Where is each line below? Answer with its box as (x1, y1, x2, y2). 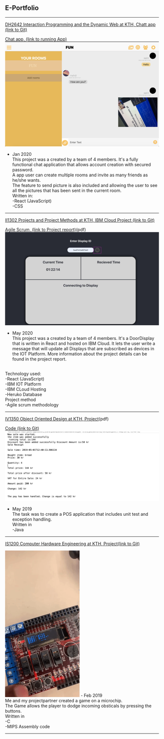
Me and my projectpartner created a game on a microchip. (5, 697, 123, 703)
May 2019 (12, 506, 32, 512)
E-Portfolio (5, 4, 39, 12)
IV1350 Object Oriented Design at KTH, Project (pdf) (5, 416, 109, 422)
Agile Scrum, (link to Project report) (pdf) (5, 227, 86, 232)
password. (12, 167, 34, 172)
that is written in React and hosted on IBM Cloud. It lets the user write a (12, 340, 155, 346)
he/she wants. (12, 177, 41, 183)
